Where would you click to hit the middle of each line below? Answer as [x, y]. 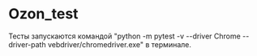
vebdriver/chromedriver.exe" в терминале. [120, 44]
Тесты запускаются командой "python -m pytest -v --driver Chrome [124, 36]
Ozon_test [43, 14]
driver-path [27, 44]
